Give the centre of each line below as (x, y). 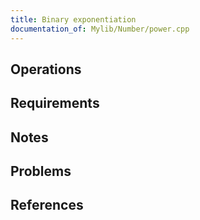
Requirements (55, 103)
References (47, 205)
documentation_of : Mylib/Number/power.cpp (100, 29)
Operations (46, 69)
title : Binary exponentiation (73, 19)
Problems (41, 171)
